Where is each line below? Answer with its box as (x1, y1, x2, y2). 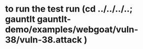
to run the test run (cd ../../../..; (5, 3, 133, 15)
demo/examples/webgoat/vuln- (5, 24, 139, 35)
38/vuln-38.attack (5, 34, 82, 46)
